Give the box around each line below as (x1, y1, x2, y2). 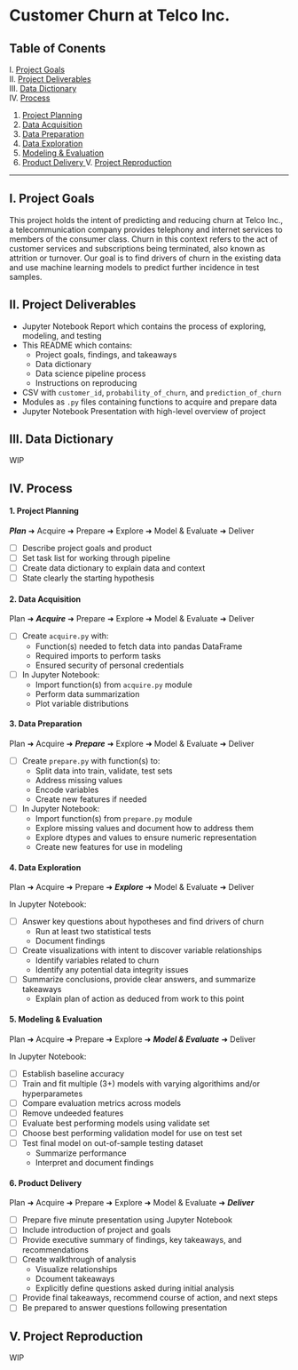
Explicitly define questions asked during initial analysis (35, 1283, 235, 1294)
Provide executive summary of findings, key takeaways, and (21, 1235, 242, 1246)
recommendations (21, 1245, 89, 1255)
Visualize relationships (35, 1264, 118, 1275)
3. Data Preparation (9, 718, 82, 729)
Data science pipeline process (35, 368, 146, 379)
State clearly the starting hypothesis (21, 573, 155, 583)
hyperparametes (21, 1088, 83, 1099)
